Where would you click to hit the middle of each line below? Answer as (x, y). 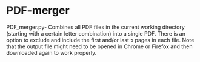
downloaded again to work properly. (52, 52)
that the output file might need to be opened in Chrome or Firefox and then (99, 46)
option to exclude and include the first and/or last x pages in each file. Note (100, 40)
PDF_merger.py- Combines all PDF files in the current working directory (95, 27)
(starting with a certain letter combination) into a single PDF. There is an (96, 33)
